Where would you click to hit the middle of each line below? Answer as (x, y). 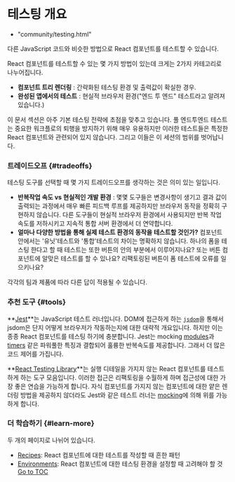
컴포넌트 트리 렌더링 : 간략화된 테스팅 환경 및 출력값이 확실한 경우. (107, 87)
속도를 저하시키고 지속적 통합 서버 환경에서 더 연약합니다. (95, 223)
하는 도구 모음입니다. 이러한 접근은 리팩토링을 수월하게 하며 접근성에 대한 (119, 377)
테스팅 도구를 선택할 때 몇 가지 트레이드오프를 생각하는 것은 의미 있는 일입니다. (114, 182)
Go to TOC (33, 471)
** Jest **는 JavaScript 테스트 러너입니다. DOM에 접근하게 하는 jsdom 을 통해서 (115, 319)
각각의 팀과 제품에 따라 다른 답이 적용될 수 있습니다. (77, 282)
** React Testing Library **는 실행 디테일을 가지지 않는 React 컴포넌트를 (107, 369)
